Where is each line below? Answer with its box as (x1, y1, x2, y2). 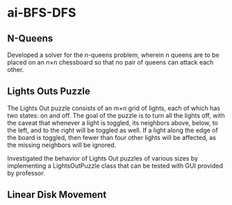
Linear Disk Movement (7, 189, 107, 201)
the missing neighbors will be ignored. (7, 141, 117, 149)
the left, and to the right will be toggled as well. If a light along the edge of (7, 126, 219, 134)
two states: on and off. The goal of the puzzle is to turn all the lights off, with (7, 111, 225, 119)
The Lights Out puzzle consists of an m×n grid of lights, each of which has (7, 104, 221, 112)
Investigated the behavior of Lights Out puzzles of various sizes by (7, 154, 199, 162)
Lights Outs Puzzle (7, 85, 90, 98)
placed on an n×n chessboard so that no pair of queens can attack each (7, 58, 214, 66)
